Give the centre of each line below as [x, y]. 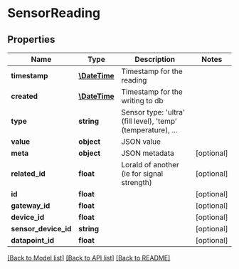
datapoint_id [33, 240]
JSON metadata [148, 153]
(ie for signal [142, 174]
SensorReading [54, 13]
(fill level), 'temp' [149, 121]
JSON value [141, 142]
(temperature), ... [149, 130]
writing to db [142, 101]
